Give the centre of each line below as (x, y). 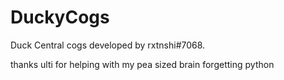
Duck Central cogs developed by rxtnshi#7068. (108, 45)
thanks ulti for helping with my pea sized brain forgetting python (142, 64)
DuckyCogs (60, 17)
